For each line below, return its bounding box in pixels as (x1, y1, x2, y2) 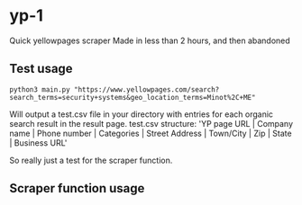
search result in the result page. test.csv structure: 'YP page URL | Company (9, 118, 294, 129)
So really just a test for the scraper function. (9, 155, 173, 165)
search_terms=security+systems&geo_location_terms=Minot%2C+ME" (9, 93, 256, 102)
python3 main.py (9, 85, 70, 94)
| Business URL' (9, 137, 68, 148)
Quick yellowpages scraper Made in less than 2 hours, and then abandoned (9, 35, 290, 46)
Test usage (9, 61, 74, 76)
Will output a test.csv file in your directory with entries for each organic (9, 109, 273, 120)
